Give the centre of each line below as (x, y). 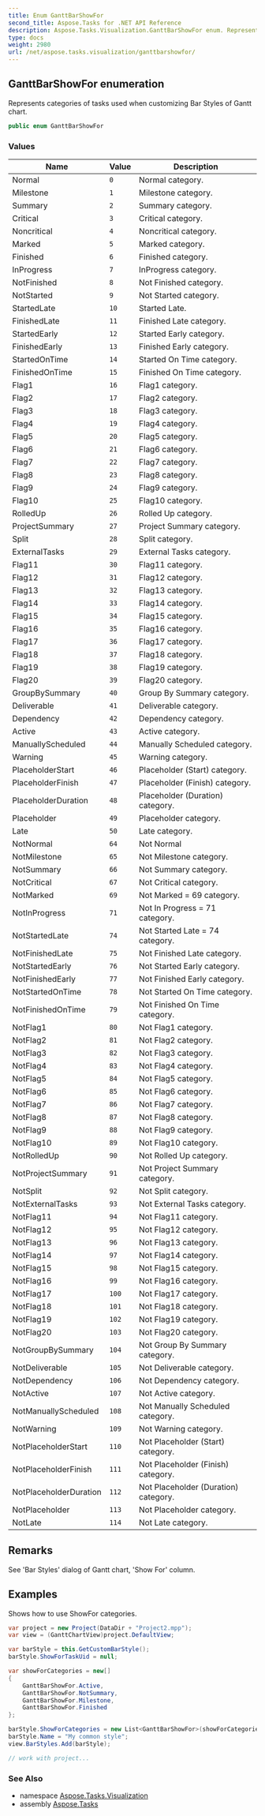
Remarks (31, 1550)
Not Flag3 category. (176, 1053)
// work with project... (49, 1758)
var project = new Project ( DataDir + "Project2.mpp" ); (100, 1628)
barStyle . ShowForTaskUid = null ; (63, 1657)
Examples (33, 1595)
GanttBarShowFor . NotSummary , (70, 1693)
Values (22, 146)
